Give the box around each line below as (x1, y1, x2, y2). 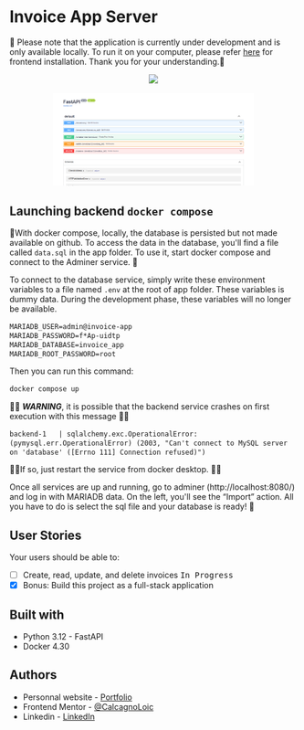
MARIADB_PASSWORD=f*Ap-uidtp (9, 332, 121, 341)
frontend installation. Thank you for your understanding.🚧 (9, 56, 225, 67)
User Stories (9, 527, 82, 543)
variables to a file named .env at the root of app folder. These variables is (9, 284, 285, 295)
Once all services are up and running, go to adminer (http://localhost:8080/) (9, 481, 295, 492)
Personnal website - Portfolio (22, 692, 132, 703)
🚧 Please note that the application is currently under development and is (9, 37, 281, 48)
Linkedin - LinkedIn (22, 711, 96, 722)
